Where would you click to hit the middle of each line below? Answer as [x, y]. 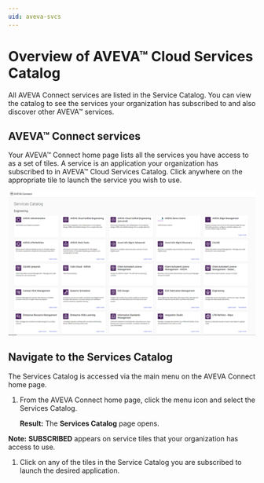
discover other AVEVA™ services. [61, 112]
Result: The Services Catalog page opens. [89, 423]
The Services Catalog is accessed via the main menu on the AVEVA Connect [132, 376]
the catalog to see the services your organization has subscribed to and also [132, 103]
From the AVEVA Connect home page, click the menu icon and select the [137, 400]
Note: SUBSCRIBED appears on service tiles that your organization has [123, 438]
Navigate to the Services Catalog [90, 357]
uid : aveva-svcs [35, 16]
